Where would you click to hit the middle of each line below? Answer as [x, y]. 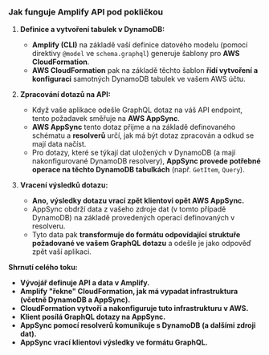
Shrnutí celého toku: [43, 268]
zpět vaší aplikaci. [62, 252]
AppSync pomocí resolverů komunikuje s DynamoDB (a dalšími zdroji [138, 325]
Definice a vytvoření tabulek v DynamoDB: [92, 30]
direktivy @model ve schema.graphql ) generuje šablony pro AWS [136, 54]
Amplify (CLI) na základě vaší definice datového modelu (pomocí [140, 45]
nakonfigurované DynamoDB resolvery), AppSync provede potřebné [146, 161]
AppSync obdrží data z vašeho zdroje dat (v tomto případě [129, 209]
